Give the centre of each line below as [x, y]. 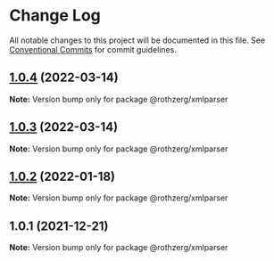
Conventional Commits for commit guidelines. [93, 49]
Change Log [55, 16]
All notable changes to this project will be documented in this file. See [137, 40]
